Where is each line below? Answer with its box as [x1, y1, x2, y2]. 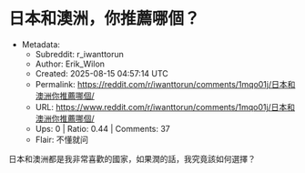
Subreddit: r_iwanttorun [35, 48, 125, 59]
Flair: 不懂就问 [35, 134, 88, 145]
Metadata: [21, 38, 61, 50]
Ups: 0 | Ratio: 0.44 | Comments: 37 [35, 123, 170, 134]
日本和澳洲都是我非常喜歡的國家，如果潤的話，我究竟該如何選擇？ [8, 153, 256, 164]
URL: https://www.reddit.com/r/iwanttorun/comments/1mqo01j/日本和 [35, 101, 296, 112]
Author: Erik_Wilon [35, 58, 106, 69]
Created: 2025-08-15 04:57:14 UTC [35, 67, 169, 78]
